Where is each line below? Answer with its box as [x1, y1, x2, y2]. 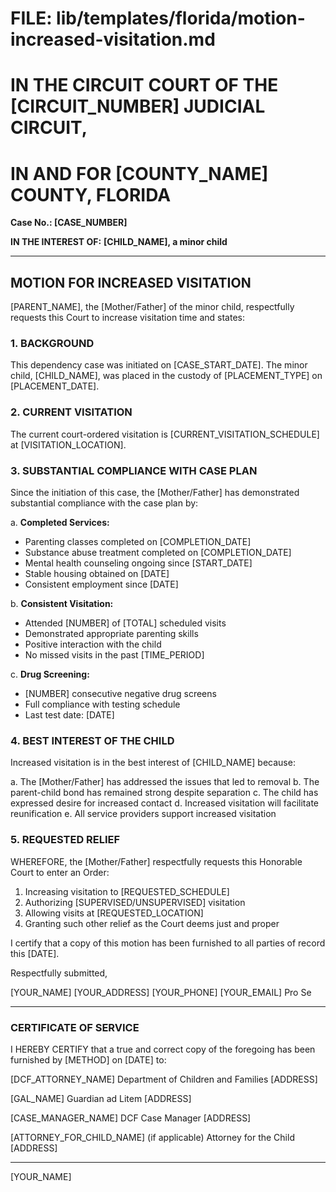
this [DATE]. [10, 947, 60, 959]
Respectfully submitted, [10, 967, 108, 979]
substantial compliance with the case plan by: [10, 497, 199, 509]
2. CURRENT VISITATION [10, 405, 133, 419]
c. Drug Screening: [10, 668, 90, 681]
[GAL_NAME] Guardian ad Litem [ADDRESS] [10, 1092, 192, 1104]
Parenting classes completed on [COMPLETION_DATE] [24, 536, 252, 548]
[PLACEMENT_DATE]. [10, 380, 100, 392]
